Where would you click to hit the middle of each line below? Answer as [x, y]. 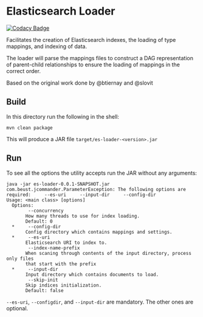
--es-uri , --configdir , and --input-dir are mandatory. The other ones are [100, 302]
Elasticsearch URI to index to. [66, 242]
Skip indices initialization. [64, 285]
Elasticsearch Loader [61, 11]
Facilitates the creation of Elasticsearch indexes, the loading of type [91, 40]
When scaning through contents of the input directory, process [108, 253]
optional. [17, 308]
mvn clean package [29, 128]
